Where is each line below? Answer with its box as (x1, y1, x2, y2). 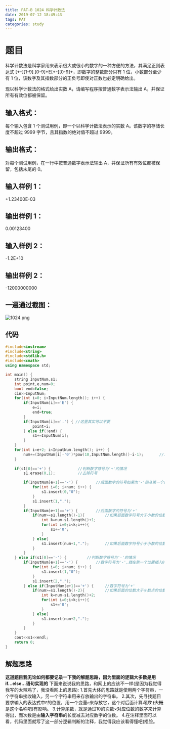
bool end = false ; (14, 386, 49, 391)
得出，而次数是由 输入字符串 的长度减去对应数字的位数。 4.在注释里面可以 (5, 712, 157, 718)
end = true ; (32, 410, 53, 415)
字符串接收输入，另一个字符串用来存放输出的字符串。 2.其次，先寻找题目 (9, 693, 161, 699)
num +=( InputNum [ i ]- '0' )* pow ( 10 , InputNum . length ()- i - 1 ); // (23, 452, 164, 457)
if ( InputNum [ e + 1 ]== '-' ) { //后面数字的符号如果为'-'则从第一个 (23, 480, 164, 485)
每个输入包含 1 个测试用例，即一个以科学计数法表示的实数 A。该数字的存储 (5, 123, 160, 129)
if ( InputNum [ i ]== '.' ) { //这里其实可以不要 (23, 419, 110, 424)
